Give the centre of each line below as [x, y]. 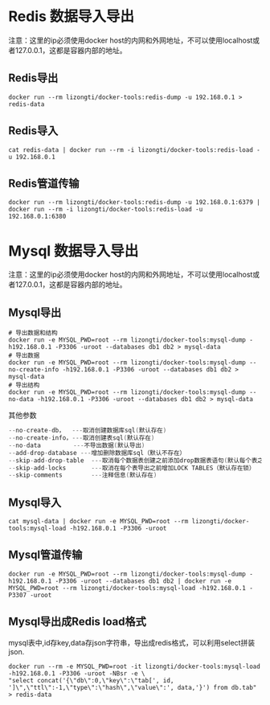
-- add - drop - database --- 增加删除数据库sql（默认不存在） [97, 453]
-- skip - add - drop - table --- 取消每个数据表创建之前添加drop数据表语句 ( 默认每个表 [133, 460]
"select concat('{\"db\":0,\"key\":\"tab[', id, [91, 680]
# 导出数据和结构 [33, 333]
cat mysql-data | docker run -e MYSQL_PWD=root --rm [98, 522]
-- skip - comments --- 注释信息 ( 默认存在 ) [83, 475]
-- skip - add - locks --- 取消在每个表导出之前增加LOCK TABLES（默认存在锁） [132, 468]
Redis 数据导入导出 [72, 16]
